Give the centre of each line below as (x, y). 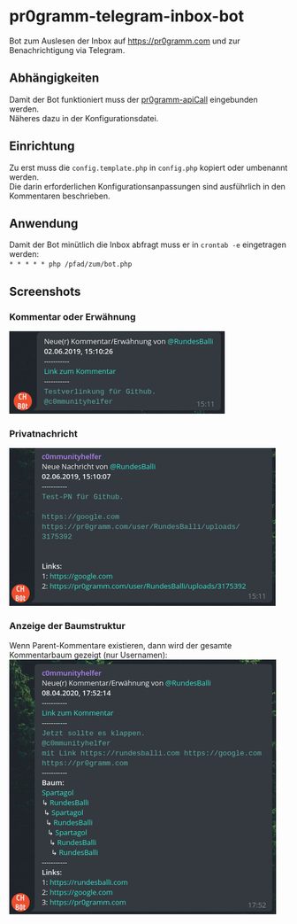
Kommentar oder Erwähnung (72, 316)
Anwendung (44, 223)
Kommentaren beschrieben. (60, 196)
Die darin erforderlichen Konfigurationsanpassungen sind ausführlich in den (147, 186)
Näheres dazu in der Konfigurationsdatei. (84, 118)
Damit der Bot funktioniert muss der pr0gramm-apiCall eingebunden (133, 99)
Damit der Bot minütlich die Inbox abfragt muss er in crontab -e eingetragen (148, 245)
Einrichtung (42, 147)
